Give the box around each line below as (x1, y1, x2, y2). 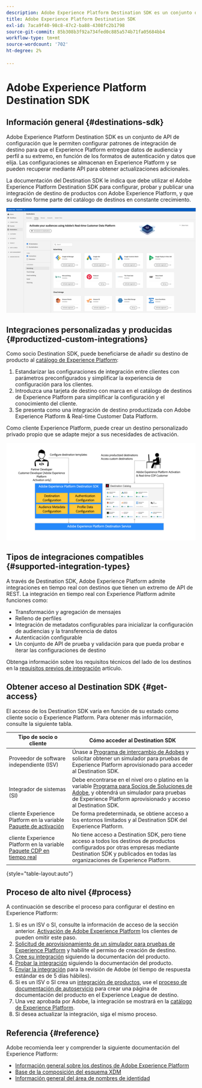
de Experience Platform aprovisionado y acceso (72, 795, 191, 802)
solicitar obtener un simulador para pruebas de (72, 755, 188, 762)
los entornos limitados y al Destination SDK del (72, 816, 188, 823)
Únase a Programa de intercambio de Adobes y (72, 749, 189, 756)
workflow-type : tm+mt (6, 35, 61, 41)
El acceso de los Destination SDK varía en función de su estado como (6, 707, 179, 714)
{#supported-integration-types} (6, 562, 130, 572)
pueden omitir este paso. (14, 934, 77, 941)
